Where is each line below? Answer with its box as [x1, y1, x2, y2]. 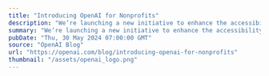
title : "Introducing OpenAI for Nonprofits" [8, 11, 159, 20]
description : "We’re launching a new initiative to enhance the [8, 19, 227, 27]
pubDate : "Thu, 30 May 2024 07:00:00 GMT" [8, 33, 152, 42]
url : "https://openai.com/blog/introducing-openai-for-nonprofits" [8, 48, 239, 56]
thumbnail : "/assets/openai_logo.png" [8, 56, 138, 64]
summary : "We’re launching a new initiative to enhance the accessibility [8, 26, 263, 34]
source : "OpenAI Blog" [8, 41, 84, 49]
